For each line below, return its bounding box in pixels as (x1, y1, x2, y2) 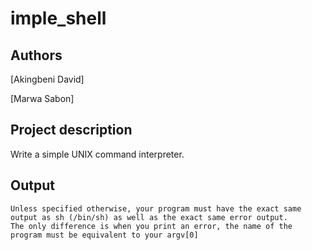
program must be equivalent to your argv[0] (10, 230, 199, 240)
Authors (10, 47, 63, 64)
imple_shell (10, 7, 107, 30)
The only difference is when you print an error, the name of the (10, 221, 293, 231)
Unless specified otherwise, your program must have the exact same (10, 203, 302, 214)
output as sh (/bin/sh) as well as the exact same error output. (10, 212, 288, 222)
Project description (10, 122, 133, 139)
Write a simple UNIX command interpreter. (10, 148, 185, 160)
